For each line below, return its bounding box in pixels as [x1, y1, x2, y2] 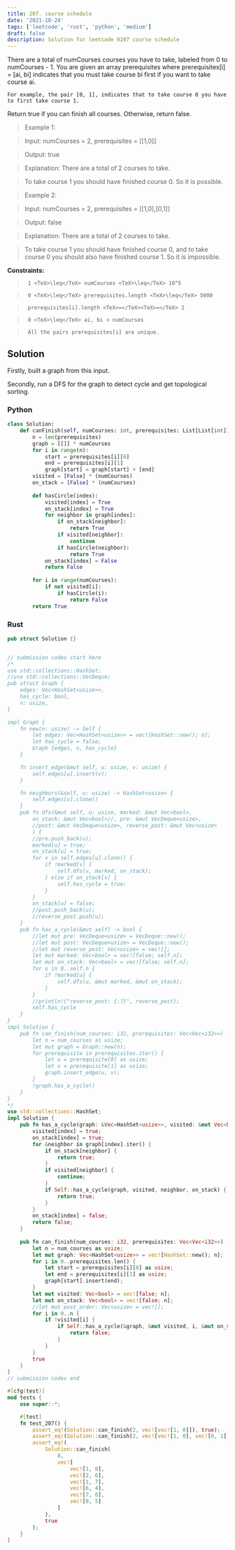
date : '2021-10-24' [7, 17, 64, 24]
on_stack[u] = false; [32, 900, 96, 907]
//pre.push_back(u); [32, 835, 92, 842]
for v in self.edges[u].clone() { [32, 854, 133, 861]
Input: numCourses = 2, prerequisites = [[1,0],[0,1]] [24, 204, 170, 213]
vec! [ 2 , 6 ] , [69, 1472, 105, 1479]
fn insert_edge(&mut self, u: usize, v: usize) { [20, 763, 168, 770]
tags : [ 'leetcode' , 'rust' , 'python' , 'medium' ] [7, 23, 152, 30]
